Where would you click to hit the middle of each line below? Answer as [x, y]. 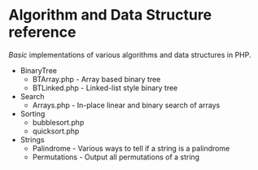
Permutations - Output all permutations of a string [116, 157]
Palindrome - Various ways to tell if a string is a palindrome [131, 148]
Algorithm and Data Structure [110, 15]
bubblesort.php [58, 122]
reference [42, 32]
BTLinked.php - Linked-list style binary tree [105, 88]
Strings [32, 139]
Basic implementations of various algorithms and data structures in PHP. [130, 54]
